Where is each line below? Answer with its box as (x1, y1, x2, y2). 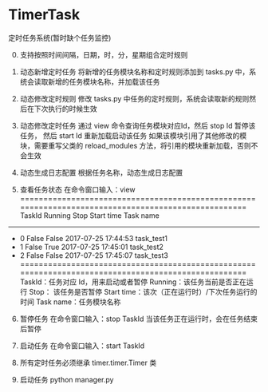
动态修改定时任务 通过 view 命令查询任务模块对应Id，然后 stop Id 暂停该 (19, 121, 256, 130)
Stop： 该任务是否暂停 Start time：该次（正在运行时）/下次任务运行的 (29, 287, 258, 296)
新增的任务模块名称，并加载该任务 (47, 77, 160, 86)
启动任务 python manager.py (19, 374, 114, 384)
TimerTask (8, 6, 81, 24)
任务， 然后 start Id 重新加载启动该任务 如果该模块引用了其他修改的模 (19, 130, 247, 141)
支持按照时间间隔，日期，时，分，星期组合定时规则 (19, 49, 188, 59)
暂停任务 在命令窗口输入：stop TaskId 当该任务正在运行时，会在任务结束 (19, 314, 258, 323)
